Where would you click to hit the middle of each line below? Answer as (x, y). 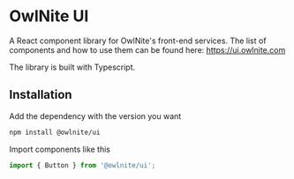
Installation (41, 95)
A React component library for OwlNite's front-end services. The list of (138, 41)
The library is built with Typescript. (72, 67)
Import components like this (60, 149)
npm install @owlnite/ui (55, 132)
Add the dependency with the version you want (95, 116)
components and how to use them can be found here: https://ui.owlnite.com (147, 49)
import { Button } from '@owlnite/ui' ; (83, 165)
